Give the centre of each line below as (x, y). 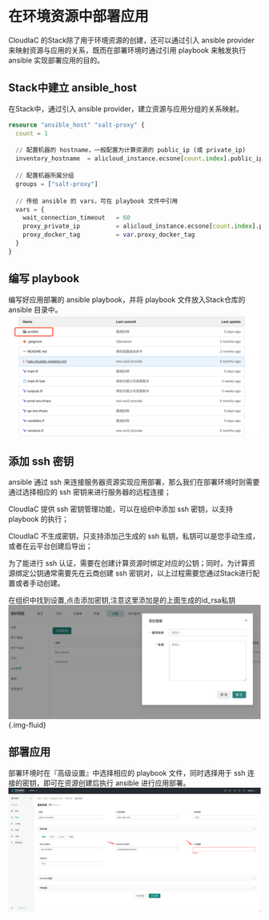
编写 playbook (44, 278)
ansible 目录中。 (35, 309)
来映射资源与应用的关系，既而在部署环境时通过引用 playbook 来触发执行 (127, 50)
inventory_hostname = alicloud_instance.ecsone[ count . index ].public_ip (139, 159)
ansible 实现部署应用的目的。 (56, 60)
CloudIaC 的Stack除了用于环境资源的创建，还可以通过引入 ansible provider (131, 40)
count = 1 (32, 133)
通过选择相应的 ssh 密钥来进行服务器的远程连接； (90, 492)
